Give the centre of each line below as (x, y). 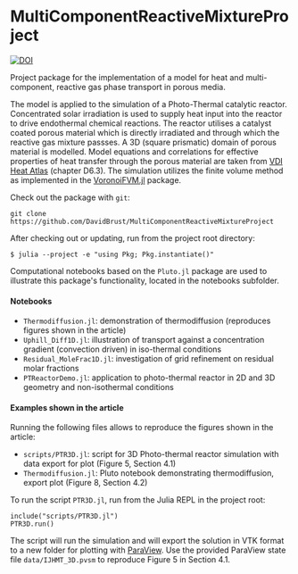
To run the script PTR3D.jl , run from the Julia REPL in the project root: (138, 500)
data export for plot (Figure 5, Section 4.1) (99, 464)
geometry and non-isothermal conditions (99, 387)
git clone (29, 213)
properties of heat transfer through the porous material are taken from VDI (147, 161)
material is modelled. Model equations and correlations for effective (135, 151)
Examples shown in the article (67, 407)
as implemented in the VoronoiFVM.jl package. (96, 179)
